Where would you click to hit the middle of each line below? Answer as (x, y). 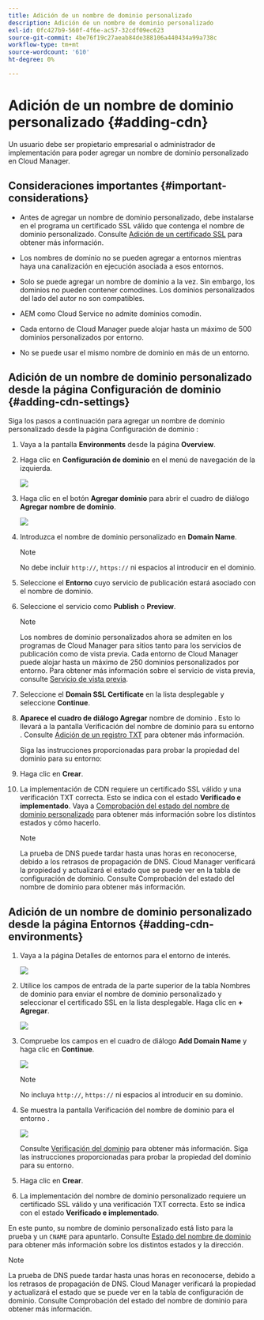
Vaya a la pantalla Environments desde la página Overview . (117, 445)
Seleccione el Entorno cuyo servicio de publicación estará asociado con (138, 583)
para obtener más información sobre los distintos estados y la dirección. (126, 1245)
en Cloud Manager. (39, 161)
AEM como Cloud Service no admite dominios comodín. (110, 314)
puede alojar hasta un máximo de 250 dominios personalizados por (129, 662)
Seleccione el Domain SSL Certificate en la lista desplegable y (122, 694)
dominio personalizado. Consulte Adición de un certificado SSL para (131, 234)
